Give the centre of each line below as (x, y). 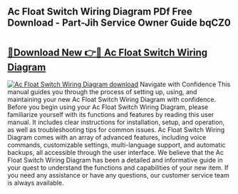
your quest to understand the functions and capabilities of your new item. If (118, 168)
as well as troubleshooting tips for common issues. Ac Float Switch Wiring (116, 130)
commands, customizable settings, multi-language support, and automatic (117, 145)
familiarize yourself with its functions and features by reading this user (111, 114)
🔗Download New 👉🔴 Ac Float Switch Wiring (108, 52)
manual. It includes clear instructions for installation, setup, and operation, (116, 122)
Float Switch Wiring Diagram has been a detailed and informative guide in (115, 160)
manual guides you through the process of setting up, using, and (102, 92)
